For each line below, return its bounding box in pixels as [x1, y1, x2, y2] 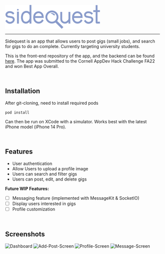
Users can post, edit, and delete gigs [12, 176, 87, 182]
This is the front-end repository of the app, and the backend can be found [5, 53, 155, 59]
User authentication [12, 161, 53, 166]
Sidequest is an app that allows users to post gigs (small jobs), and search [5, 38, 156, 44]
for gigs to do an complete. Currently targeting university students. [5, 44, 140, 49]
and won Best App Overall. [5, 64, 59, 69]
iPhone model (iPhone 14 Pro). [5, 124, 66, 130]
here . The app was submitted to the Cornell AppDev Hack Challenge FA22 [5, 58, 155, 64]
